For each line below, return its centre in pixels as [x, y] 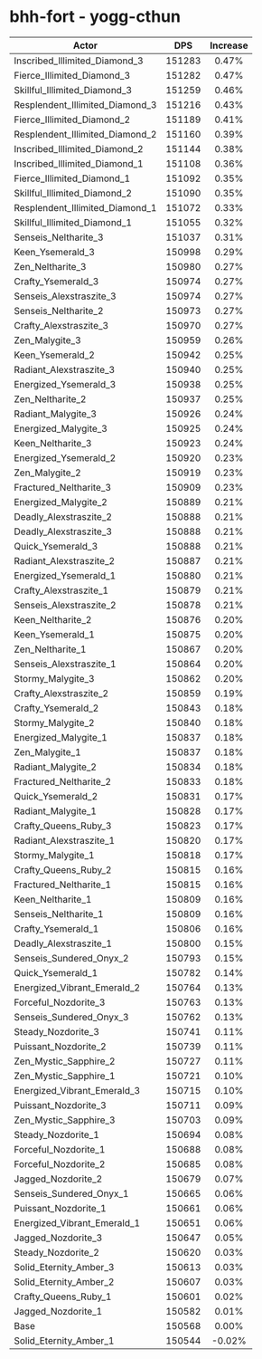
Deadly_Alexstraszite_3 [63, 531]
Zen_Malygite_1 [47, 751]
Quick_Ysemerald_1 [56, 972]
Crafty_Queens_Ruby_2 [63, 869]
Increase [229, 45]
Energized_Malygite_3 [61, 428]
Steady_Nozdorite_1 [56, 1134]
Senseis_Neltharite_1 [59, 914]
